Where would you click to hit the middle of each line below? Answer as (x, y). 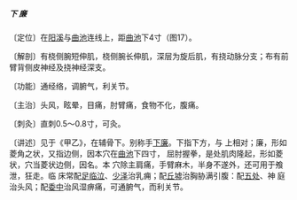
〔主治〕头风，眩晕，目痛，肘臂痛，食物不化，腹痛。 (106, 104)
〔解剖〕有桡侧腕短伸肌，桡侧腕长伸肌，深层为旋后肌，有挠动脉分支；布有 (145, 56)
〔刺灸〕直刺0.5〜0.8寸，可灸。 (67, 123)
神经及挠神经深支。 (75, 67)
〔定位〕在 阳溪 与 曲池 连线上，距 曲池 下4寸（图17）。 (103, 37)
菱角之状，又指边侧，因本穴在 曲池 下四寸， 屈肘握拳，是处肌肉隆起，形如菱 (146, 153)
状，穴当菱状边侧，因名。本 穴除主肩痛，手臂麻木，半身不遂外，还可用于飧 (146, 165)
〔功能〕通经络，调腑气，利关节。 (71, 86)
